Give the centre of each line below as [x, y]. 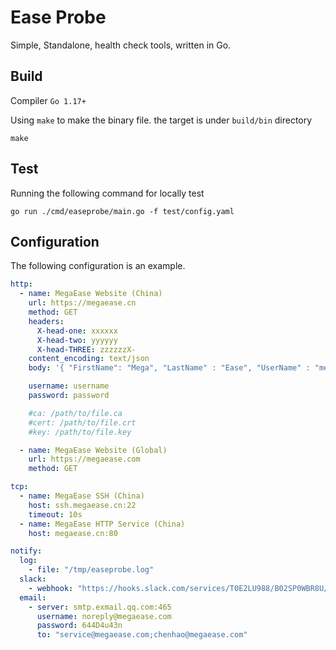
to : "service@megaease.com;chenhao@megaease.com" [142, 635]
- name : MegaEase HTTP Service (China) [102, 524]
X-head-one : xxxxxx [77, 331]
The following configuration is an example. [98, 266]
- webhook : [51, 588]
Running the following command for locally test [107, 193]
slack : [33, 579]
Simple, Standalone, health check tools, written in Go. [121, 45]
